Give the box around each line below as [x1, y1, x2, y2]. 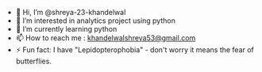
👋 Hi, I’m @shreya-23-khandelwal [15, 8, 126, 17]
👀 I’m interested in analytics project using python [15, 16, 176, 25]
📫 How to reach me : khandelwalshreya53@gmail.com [15, 33, 196, 43]
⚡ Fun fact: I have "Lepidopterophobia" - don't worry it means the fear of [15, 45, 254, 55]
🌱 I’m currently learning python [15, 25, 118, 33]
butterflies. [15, 56, 52, 66]
